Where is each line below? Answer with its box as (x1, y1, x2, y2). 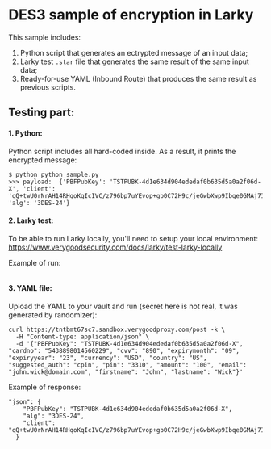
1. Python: (8, 128, 43, 138)
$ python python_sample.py (8, 170, 99, 178)
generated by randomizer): (8, 309, 98, 320)
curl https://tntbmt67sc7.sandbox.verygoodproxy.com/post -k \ (8, 325, 226, 334)
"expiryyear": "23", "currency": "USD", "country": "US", (8, 354, 207, 362)
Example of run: (8, 258, 61, 267)
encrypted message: (8, 155, 77, 165)
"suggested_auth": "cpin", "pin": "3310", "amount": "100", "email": (8, 361, 248, 369)
